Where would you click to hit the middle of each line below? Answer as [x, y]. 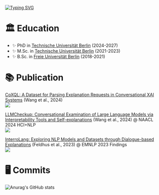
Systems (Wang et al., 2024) [34, 100]
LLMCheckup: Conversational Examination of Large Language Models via [79, 114]
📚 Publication [34, 78]
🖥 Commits [28, 170]
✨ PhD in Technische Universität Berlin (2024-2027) [65, 45]
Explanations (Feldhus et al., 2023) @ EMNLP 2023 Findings [66, 144]
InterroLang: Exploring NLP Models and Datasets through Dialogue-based [80, 139]
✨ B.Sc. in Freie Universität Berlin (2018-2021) [59, 56]
